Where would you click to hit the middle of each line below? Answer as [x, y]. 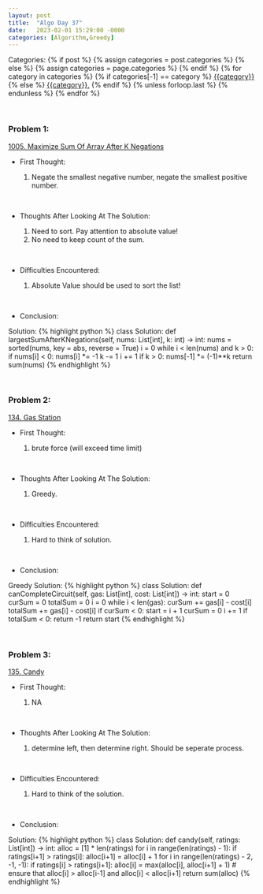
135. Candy [26, 672]
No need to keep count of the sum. [88, 239]
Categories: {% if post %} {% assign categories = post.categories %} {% [127, 60]
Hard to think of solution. [71, 539]
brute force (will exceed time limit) [87, 448]
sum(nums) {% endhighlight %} [59, 364]
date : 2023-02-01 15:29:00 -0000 [67, 30]
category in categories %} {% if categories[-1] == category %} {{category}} [131, 76]
